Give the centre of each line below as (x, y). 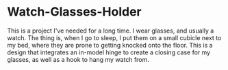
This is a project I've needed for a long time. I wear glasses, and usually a (111, 31)
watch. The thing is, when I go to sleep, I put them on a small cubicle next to (114, 37)
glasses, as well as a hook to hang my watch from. (78, 59)
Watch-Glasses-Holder (74, 12)
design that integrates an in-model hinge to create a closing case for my (109, 52)
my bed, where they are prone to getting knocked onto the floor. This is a (110, 45)
